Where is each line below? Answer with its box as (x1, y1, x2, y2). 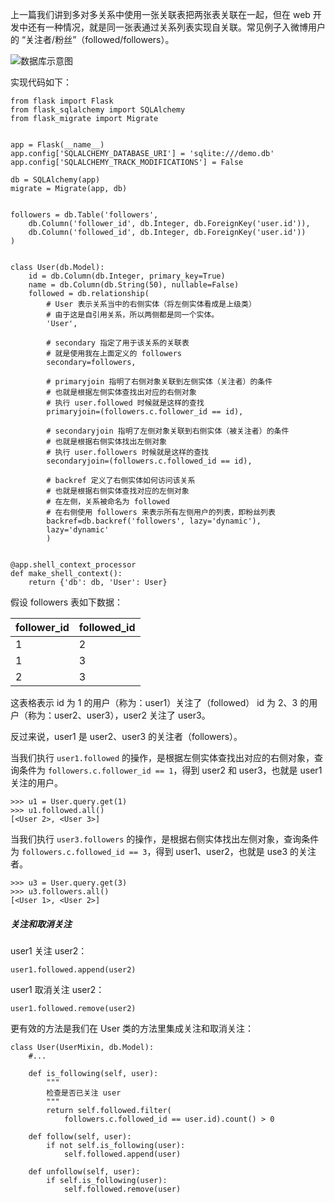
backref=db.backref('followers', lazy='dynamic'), (46, 516, 262, 526)
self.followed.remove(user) (63, 1184, 182, 1194)
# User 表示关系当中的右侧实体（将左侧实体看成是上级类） (46, 299, 257, 309)
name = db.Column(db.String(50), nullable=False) (28, 280, 240, 290)
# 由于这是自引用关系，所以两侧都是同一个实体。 (46, 310, 220, 320)
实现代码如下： (10, 76, 72, 88)
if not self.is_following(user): (46, 1140, 186, 1150)
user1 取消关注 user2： (10, 983, 105, 995)
